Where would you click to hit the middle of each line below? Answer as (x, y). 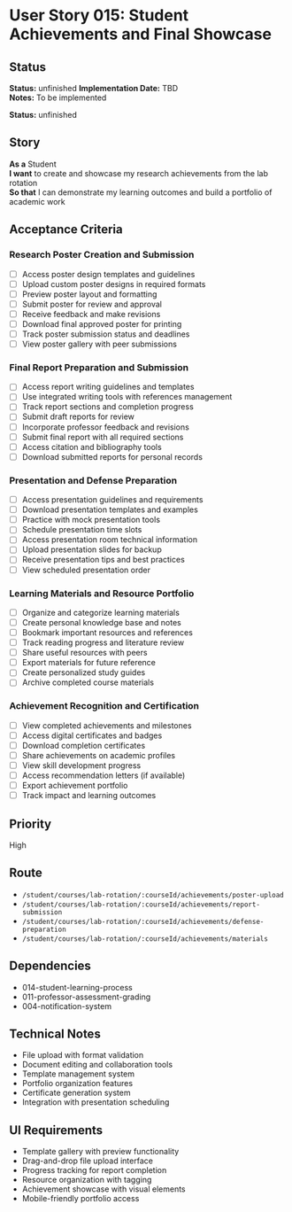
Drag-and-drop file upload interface (87, 1161)
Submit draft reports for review (78, 416)
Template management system (78, 1074)
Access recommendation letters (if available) (104, 775)
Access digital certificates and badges (92, 735)
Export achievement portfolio (75, 786)
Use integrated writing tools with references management (127, 397)
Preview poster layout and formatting (89, 294)
